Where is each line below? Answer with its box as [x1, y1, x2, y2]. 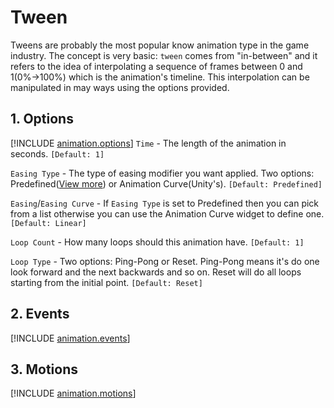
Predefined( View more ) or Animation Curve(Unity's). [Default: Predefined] [10, 177, 323, 190]
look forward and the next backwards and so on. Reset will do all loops [10, 266, 302, 278]
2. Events [10, 306, 70, 323]
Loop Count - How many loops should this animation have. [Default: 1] [10, 236, 305, 248]
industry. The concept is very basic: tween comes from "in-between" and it [10, 49, 318, 61]
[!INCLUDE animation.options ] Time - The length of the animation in [10, 137, 287, 149]
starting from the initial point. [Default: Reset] [10, 276, 203, 288]
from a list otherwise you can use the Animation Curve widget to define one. [10, 207, 325, 220]
